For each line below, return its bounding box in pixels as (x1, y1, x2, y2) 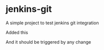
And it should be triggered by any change (5, 39, 91, 45)
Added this (5, 29, 28, 35)
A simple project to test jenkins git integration (5, 20, 99, 26)
